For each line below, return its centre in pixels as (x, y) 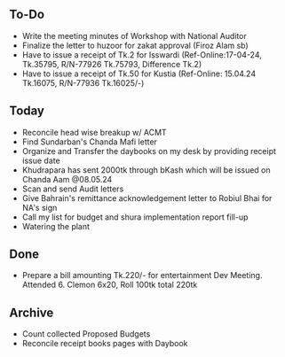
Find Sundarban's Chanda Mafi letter (90, 142)
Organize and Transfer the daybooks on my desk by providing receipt (149, 151)
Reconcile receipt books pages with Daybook (105, 344)
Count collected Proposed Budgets (86, 334)
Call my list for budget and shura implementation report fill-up (135, 217)
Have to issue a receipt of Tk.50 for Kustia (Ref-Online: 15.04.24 (139, 74)
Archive (32, 312)
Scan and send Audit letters (73, 189)
